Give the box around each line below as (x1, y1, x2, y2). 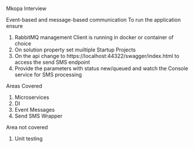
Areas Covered (6, 82, 43, 90)
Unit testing (14, 135, 43, 142)
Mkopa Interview (6, 5, 47, 12)
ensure (6, 23, 23, 29)
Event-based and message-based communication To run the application (6, 16, 181, 23)
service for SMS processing (14, 71, 82, 78)
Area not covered (6, 124, 48, 130)
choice (14, 40, 32, 47)
